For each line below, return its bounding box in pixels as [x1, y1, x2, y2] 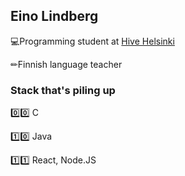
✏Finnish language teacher [10, 58, 123, 70]
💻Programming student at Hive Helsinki [10, 35, 175, 47]
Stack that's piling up [10, 83, 116, 97]
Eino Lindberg [10, 8, 99, 25]
